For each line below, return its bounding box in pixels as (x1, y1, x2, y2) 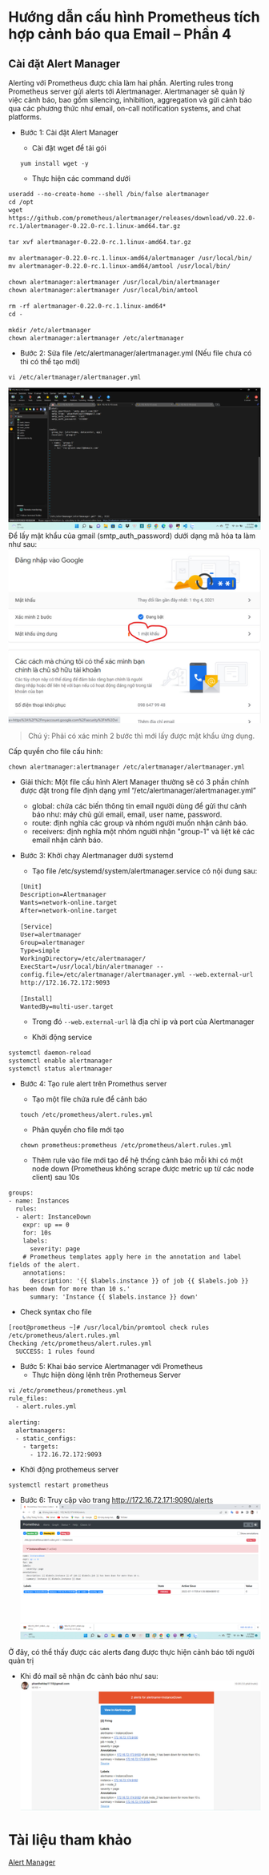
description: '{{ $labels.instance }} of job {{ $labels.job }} (29, 1277, 249, 1285)
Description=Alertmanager (19, 890, 106, 898)
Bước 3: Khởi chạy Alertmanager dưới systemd (19, 850, 174, 860)
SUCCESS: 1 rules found (15, 1347, 94, 1355)
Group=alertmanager (19, 938, 86, 946)
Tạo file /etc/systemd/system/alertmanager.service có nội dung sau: (31, 865, 258, 876)
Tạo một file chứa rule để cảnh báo (31, 1094, 147, 1104)
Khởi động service (31, 1032, 93, 1042)
